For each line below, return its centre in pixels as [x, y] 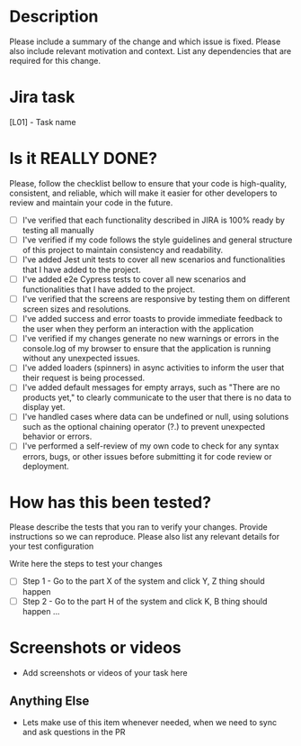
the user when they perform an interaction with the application [138, 329]
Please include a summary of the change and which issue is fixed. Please [145, 41]
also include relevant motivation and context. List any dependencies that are [150, 50]
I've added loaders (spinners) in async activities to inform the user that [153, 368]
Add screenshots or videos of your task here [105, 672]
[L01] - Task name [43, 122]
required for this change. [55, 60]
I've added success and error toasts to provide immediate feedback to [152, 319]
